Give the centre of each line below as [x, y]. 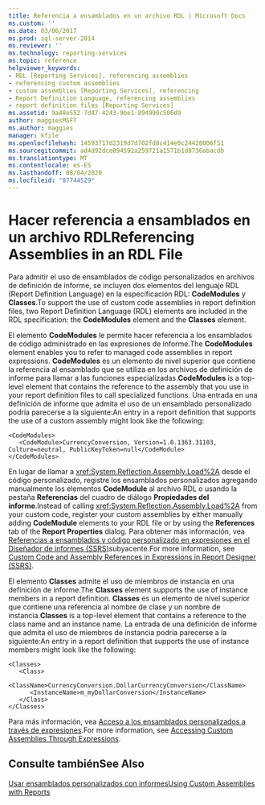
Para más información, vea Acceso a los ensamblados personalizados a [127, 721]
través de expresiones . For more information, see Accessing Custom [121, 730]
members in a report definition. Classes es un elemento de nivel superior [129, 598]
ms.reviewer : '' [35, 46]
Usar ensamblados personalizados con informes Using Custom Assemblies [132, 783]
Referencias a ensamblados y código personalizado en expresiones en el [129, 539]
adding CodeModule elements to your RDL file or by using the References [132, 522]
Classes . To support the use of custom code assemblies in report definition [132, 302]
